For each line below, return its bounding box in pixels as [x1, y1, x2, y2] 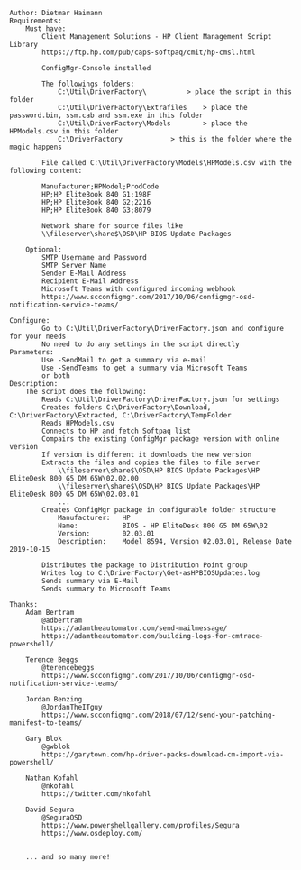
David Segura [25, 805, 75, 814]
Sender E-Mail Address [41, 269, 127, 278]
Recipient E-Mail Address [41, 277, 140, 286]
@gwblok [41, 742, 70, 751]
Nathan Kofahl [25, 774, 78, 783]
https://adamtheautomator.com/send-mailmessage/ [41, 624, 228, 633]
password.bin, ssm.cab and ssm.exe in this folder [9, 111, 204, 120]
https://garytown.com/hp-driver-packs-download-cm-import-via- [41, 750, 284, 759]
